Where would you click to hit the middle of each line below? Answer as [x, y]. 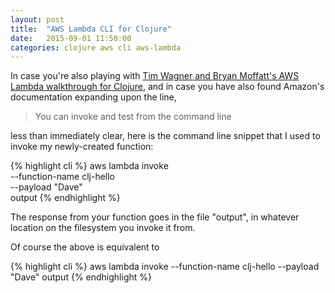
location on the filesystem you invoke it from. [103, 228]
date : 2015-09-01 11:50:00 [71, 38]
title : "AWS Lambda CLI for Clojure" [91, 29]
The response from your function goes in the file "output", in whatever [155, 217]
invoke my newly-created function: [82, 147]
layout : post [37, 19]
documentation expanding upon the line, [93, 97]
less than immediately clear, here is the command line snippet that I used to [165, 136]
